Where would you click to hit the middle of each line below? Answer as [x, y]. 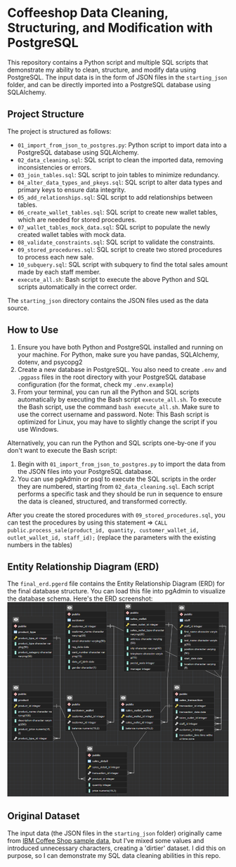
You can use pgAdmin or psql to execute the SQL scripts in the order [117, 479]
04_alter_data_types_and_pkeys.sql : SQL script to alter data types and [120, 182]
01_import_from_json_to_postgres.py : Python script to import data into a [122, 145]
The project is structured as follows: [59, 131]
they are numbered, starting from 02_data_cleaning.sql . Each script [116, 486]
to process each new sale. [55, 257]
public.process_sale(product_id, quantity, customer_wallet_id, [103, 530]
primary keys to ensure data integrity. [72, 190]
